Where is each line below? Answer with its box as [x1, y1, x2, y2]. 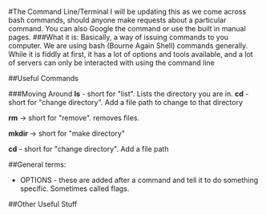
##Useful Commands [8, 74, 79, 83]
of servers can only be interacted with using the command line [8, 58, 215, 67]
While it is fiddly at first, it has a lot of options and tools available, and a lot [8, 50, 254, 59]
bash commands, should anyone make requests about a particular [8, 15, 227, 25]
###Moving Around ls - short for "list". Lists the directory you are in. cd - [8, 89, 249, 99]
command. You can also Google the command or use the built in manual [8, 24, 246, 33]
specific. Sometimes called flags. [19, 184, 130, 193]
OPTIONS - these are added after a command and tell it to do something [19, 176, 259, 185]
